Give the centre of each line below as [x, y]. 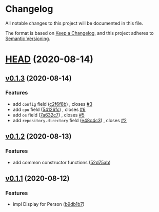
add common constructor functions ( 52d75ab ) [62, 162]
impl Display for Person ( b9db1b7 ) [48, 204]
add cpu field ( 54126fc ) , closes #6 [49, 109]
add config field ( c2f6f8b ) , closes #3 [53, 104]
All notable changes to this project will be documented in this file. [74, 23]
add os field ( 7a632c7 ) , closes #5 [48, 115]
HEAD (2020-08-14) [49, 59]
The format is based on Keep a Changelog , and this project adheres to [79, 33]
